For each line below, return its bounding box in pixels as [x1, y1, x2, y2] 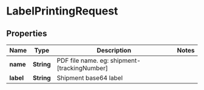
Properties [6, 28, 47, 39]
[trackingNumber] [56, 64, 108, 72]
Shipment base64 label [56, 74, 123, 82]
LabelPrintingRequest [6, 4, 118, 18]
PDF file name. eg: [56, 56, 109, 65]
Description [97, 47, 132, 54]
